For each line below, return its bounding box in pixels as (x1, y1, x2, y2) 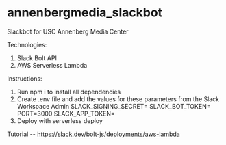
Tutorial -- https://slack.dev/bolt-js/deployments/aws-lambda (7, 130, 180, 138)
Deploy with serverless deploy (16, 116, 103, 124)
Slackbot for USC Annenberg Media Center (7, 27, 129, 36)
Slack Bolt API (16, 53, 57, 62)
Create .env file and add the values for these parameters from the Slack (16, 94, 220, 103)
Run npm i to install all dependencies (16, 88, 121, 96)
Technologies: (7, 40, 47, 49)
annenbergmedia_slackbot (7, 5, 163, 21)
